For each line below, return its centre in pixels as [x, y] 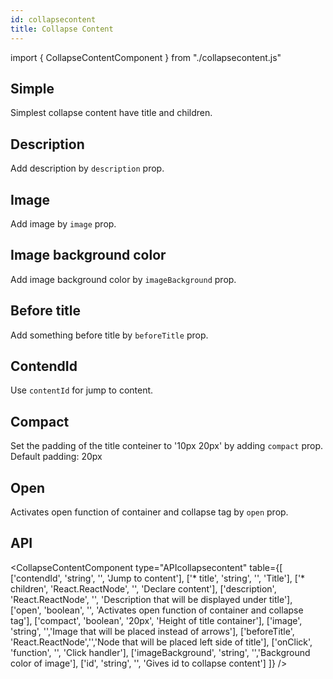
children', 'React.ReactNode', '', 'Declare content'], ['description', [143, 588]
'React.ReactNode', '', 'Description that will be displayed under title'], [151, 599]
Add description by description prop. [87, 168]
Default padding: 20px [56, 457]
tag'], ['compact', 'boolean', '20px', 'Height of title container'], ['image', [156, 620]
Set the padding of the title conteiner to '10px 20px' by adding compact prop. [167, 446]
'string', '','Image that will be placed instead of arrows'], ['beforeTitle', [152, 631]
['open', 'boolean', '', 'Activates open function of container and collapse [157, 610]
